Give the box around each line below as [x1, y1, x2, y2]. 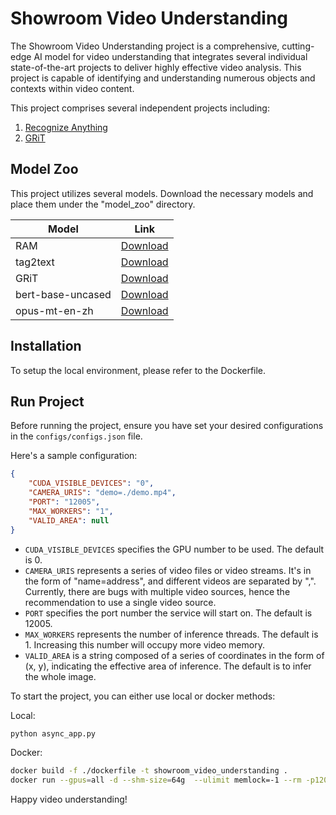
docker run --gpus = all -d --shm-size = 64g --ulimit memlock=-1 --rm [10, 775, 302, 786]
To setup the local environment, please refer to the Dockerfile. [10, 364, 267, 376]
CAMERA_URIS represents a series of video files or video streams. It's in [24, 564, 312, 576]
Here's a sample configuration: [10, 450, 138, 462]
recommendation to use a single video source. [24, 596, 217, 608]
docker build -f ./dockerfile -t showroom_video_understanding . [10, 766, 288, 776]
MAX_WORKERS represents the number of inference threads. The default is [24, 628, 319, 640]
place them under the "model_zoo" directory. [10, 198, 196, 210]
